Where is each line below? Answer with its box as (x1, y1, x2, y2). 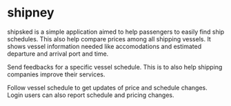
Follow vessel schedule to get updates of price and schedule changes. (7, 83, 208, 92)
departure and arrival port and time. (7, 50, 109, 58)
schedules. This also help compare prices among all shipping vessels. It (7, 34, 212, 43)
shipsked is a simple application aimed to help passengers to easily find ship (7, 28, 225, 36)
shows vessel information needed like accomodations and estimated (7, 42, 202, 50)
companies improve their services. (7, 70, 106, 78)
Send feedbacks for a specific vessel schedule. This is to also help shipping (7, 63, 223, 71)
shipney (7, 5, 54, 21)
